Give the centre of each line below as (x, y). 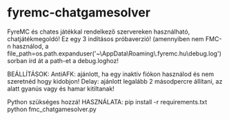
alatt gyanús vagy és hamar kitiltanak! (61, 88)
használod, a (31, 46)
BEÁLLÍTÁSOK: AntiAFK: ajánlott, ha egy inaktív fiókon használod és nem (111, 74)
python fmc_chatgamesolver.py (52, 109)
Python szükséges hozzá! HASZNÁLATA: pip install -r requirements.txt (107, 101)
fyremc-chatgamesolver (79, 13)
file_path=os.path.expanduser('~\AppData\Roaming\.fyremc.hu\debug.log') (114, 53)
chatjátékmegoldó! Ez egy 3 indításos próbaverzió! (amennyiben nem (106, 38)
